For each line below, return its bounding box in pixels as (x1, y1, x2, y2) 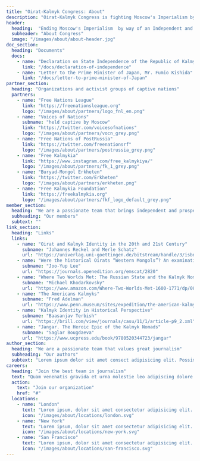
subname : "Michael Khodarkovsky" (21, 280, 105, 286)
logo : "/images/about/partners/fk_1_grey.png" (21, 164, 140, 170)
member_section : (6, 202, 46, 208)
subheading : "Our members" (11, 214, 79, 219)
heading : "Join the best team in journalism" (11, 368, 127, 374)
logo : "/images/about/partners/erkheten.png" (21, 180, 137, 186)
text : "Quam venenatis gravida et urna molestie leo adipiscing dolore (11, 374, 193, 380)
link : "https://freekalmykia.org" (21, 191, 108, 197)
